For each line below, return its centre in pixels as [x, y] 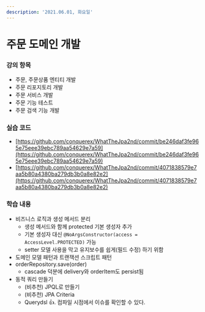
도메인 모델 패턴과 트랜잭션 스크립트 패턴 [63, 257]
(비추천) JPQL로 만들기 [52, 287]
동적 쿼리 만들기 [34, 279]
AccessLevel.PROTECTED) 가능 [60, 242]
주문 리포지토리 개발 [39, 87]
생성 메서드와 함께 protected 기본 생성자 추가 [78, 226]
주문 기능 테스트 [34, 103]
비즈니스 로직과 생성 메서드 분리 [53, 219]
